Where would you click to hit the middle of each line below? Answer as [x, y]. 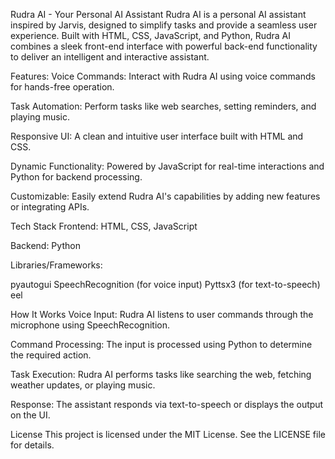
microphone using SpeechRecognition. [90, 325]
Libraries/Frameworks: [56, 265]
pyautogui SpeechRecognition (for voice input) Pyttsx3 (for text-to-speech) [165, 284]
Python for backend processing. [76, 177]
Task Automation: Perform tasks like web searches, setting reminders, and [163, 106]
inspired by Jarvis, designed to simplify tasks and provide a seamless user [164, 25]
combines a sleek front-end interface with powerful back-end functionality [164, 46]
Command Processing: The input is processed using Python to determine [161, 344]
